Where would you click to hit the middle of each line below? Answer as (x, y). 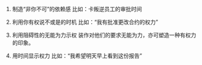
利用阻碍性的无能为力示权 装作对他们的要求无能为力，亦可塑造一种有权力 (104, 35)
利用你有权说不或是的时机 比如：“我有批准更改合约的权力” (85, 22)
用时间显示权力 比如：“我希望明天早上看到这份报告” (77, 56)
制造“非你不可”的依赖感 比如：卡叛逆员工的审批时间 (77, 9)
